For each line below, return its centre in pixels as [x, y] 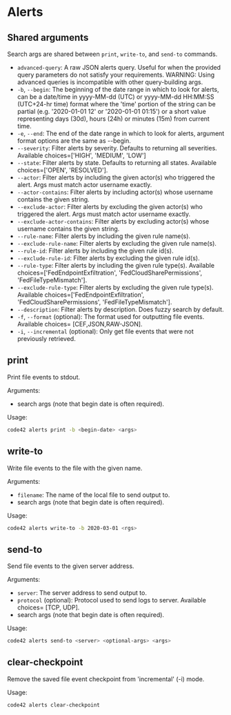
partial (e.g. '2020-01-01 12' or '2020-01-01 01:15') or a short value [112, 111]
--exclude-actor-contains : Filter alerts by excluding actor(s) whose [113, 221]
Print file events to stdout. [44, 377]
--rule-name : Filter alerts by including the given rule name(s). [104, 236]
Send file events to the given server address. [71, 566]
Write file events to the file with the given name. [75, 468]
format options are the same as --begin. [74, 141]
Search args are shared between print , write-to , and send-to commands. [112, 54]
